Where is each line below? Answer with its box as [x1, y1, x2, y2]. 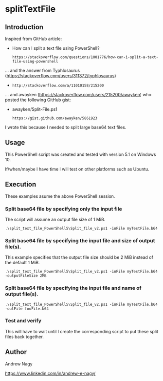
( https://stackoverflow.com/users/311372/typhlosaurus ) [5, 73, 116, 79]
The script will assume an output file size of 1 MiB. [5, 216, 106, 222]
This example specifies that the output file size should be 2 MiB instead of [5, 254, 153, 260]
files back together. [5, 334, 44, 339]
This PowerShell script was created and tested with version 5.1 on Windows [5, 151, 156, 157]
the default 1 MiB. [5, 260, 40, 266]
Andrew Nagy [5, 360, 33, 367]
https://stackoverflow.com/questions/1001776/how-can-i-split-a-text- [12, 55, 159, 60]
